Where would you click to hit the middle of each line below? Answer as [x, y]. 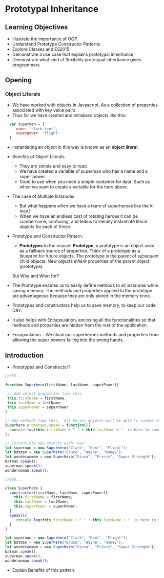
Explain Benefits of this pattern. [44, 570]
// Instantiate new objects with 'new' [46, 443]
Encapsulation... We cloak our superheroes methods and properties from [85, 335]
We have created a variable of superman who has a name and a [83, 171]
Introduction [24, 355]
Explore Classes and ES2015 [41, 49]
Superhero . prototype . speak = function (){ [48, 425]
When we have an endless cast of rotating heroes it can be [79, 216]
